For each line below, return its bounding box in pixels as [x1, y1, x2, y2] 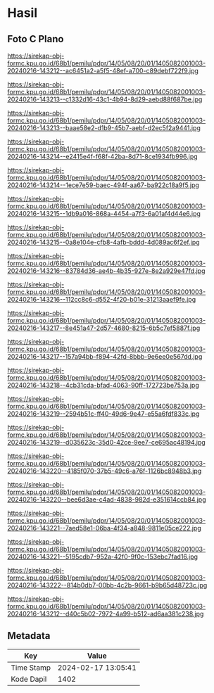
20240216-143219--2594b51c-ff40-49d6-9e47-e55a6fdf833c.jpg [7, 409, 200, 418]
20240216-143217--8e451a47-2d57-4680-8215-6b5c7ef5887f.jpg [7, 324, 201, 332]
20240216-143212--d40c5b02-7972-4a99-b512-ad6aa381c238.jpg [7, 610, 204, 618]
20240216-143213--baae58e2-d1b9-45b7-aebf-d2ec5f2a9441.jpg [7, 124, 201, 132]
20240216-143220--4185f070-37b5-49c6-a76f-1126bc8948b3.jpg [7, 466, 202, 475]
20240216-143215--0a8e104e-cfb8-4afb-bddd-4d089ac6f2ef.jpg [7, 238, 200, 246]
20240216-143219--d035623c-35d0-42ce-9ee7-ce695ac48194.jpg [7, 438, 206, 446]
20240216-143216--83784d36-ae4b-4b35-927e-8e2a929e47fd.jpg [7, 267, 206, 275]
